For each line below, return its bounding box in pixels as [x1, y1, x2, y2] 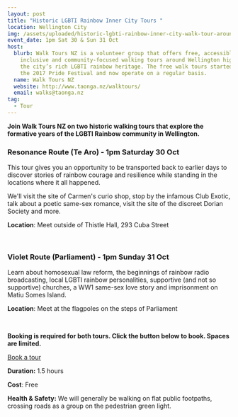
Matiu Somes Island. [7, 291, 67, 299]
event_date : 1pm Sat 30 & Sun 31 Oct [7, 37, 119, 44]
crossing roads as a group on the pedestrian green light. [7, 401, 171, 411]
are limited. [7, 339, 42, 348]
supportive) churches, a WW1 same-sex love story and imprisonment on [7, 283, 218, 292]
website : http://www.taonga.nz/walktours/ [13, 83, 141, 90]
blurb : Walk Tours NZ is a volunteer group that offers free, [13, 50, 201, 57]
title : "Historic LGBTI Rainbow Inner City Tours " [7, 17, 163, 24]
